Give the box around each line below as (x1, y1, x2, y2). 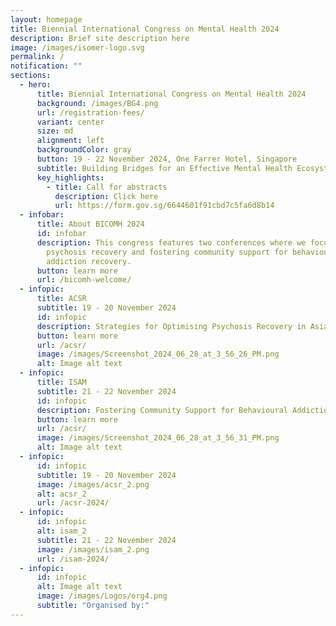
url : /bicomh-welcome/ (36, 275, 132, 285)
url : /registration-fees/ (36, 107, 145, 118)
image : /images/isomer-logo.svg (10, 42, 145, 53)
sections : (10, 71, 52, 81)
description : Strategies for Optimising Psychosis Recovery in (36, 321, 307, 331)
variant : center (36, 117, 105, 127)
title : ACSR (36, 294, 87, 304)
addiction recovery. (46, 256, 132, 266)
